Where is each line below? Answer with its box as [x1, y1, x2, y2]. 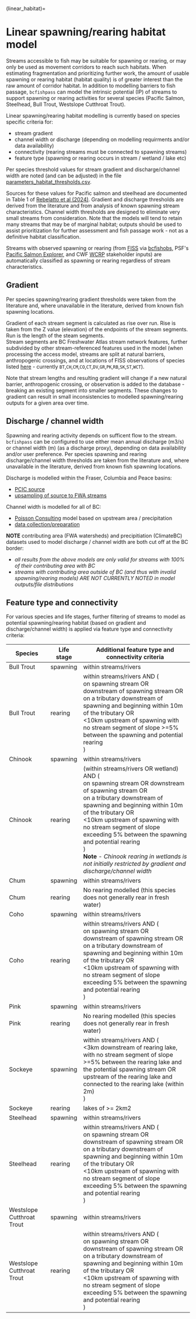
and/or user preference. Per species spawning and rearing [6, 450, 147, 457]
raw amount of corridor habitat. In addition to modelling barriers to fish [6, 82, 176, 89]
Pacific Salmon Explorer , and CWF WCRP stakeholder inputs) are [6, 251, 162, 258]
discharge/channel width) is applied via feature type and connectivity [6, 626, 173, 633]
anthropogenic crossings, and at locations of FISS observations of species [6, 357, 185, 364]
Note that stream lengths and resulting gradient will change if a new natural [6, 374, 187, 381]
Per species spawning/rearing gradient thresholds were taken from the [6, 296, 176, 303]
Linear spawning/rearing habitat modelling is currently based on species [6, 112, 180, 119]
